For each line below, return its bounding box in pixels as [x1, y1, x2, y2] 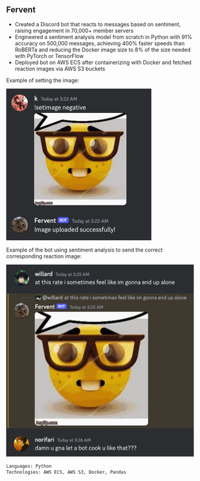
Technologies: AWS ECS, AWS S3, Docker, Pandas [6, 469, 127, 475]
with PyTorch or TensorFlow [14, 52, 84, 59]
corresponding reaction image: [6, 252, 82, 259]
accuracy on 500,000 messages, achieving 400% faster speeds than [14, 39, 185, 47]
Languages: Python [6, 463, 52, 469]
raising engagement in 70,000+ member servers [14, 27, 134, 34]
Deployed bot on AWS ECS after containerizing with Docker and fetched [14, 59, 192, 66]
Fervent [6, 5, 36, 15]
